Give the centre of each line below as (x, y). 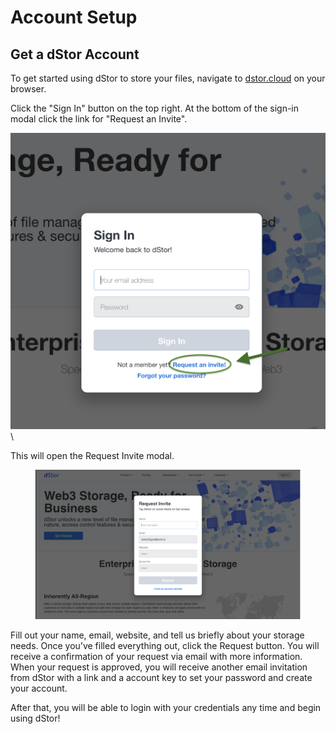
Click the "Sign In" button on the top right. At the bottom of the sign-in (155, 108)
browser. (28, 89)
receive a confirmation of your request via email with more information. (156, 657)
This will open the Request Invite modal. (92, 455)
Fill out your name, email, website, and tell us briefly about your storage (157, 635)
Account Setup (74, 17)
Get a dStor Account (75, 54)
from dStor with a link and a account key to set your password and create (161, 678)
